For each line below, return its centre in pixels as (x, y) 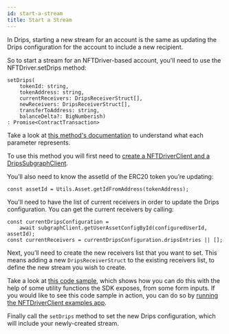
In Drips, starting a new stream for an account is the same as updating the (112, 39)
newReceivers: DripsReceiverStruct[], (75, 104)
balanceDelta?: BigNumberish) (63, 116)
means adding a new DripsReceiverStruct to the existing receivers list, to (111, 260)
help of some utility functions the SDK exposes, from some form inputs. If (111, 288)
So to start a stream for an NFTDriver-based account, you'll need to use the (114, 60)
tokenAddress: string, (52, 92)
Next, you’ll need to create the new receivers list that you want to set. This (112, 253)
